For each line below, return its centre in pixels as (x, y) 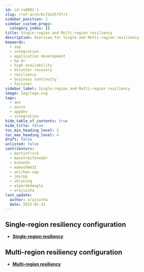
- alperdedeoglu (26, 186)
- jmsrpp (19, 177)
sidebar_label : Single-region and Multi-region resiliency (68, 88)
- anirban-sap (24, 172)
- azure (18, 107)
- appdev (19, 112)
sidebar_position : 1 (27, 19)
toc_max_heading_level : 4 (32, 135)
